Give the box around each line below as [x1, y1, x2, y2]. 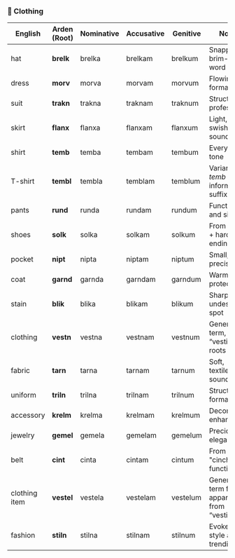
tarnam [125, 366, 150, 376]
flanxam [125, 123, 152, 132]
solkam [125, 230, 150, 240]
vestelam [125, 493, 156, 503]
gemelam [125, 430, 157, 440]
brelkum [171, 54, 199, 64]
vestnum [171, 332, 201, 342]
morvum [171, 79, 199, 88]
